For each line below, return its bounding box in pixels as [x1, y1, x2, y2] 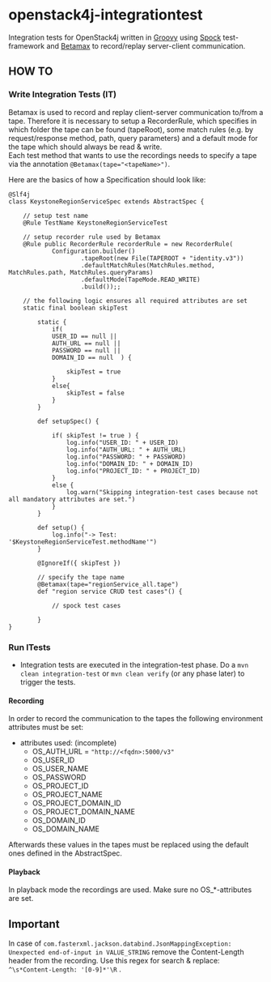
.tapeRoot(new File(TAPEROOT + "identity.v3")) [80, 254, 244, 263]
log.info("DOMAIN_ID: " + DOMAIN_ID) [66, 459, 194, 468]
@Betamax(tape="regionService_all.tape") [37, 580, 180, 588]
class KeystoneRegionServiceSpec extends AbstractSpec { [8, 197, 205, 206]
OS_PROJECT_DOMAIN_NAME [32, 807, 136, 817]
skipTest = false [66, 389, 125, 397]
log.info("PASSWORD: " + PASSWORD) [66, 452, 186, 461]
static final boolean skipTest [23, 304, 129, 312]
